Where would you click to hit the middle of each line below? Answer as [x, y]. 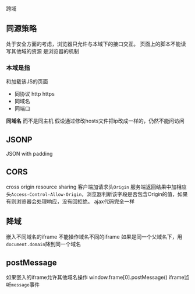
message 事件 [26, 285]
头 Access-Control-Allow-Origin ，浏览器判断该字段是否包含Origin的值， [92, 194]
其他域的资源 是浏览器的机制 [45, 51]
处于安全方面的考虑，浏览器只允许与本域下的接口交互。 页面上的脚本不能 [93, 44]
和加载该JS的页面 [27, 82]
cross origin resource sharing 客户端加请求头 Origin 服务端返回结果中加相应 [96, 187]
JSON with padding [29, 153]
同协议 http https [35, 94]
